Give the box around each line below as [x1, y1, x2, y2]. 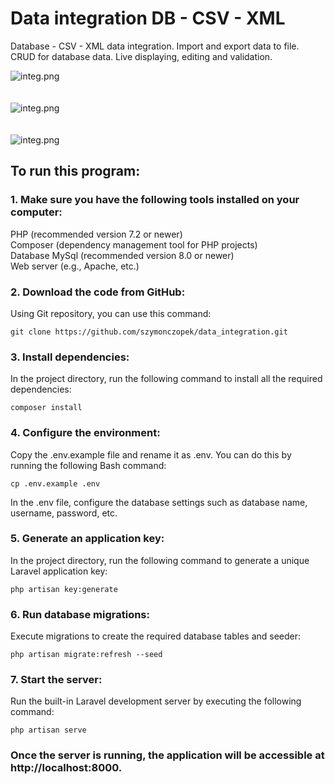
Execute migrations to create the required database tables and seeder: [10, 630, 302, 642]
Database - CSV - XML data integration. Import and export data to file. [10, 40, 300, 52]
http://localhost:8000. [10, 761, 123, 775]
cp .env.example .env [10, 478, 101, 489]
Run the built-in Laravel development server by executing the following [10, 695, 302, 707]
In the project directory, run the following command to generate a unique [10, 554, 310, 566]
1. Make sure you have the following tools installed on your [10, 193, 300, 207]
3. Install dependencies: [10, 350, 130, 364]
